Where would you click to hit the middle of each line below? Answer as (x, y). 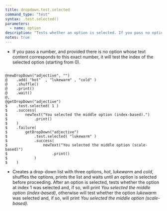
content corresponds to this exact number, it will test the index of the (83, 57)
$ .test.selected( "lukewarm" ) (51, 136)
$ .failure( (21, 128)
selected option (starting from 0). (46, 62)
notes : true (17, 38)
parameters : (17, 24)
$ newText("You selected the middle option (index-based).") (78, 115)
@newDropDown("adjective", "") (38, 75)
